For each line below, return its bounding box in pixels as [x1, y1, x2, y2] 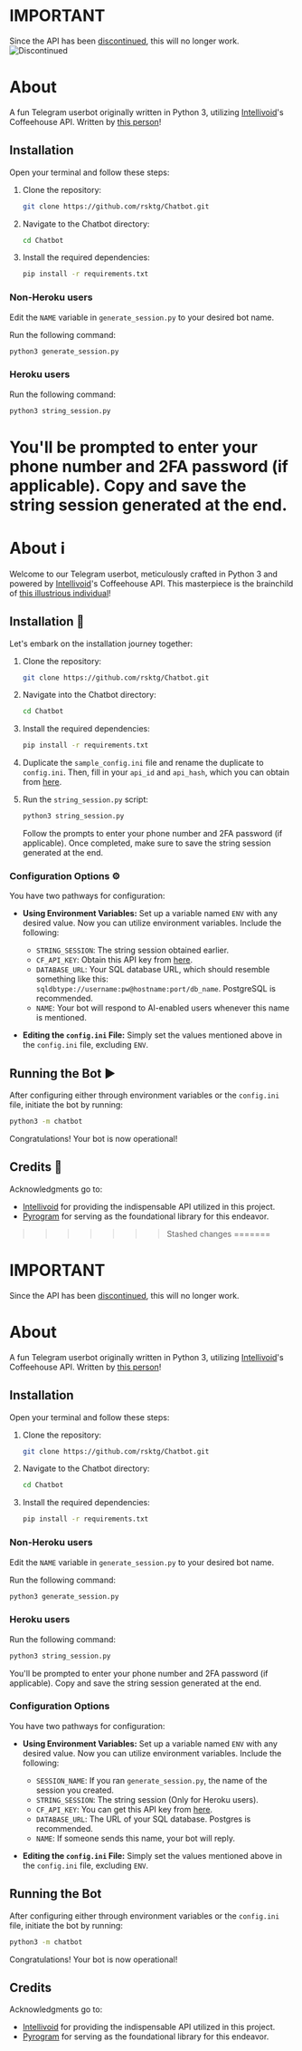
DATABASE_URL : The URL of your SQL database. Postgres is [35, 1814, 251, 1824]
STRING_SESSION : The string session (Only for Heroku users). [35, 1794, 260, 1804]
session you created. [35, 1785, 115, 1795]
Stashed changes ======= [166, 1228, 271, 1239]
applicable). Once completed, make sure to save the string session [22, 837, 271, 848]
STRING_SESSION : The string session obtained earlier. [35, 944, 229, 956]
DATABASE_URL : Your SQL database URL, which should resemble [35, 964, 270, 975]
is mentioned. [35, 1012, 88, 1023]
